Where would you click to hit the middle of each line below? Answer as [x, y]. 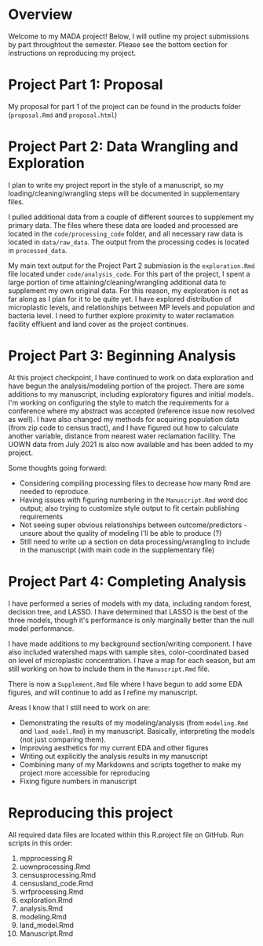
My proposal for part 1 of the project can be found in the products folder [125, 106]
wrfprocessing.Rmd [51, 891]
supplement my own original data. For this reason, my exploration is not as [128, 290]
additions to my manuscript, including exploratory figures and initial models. [131, 394]
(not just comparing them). [62, 739]
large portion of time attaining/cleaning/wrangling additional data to [117, 282]
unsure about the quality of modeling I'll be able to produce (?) [121, 533]
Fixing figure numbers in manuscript [78, 781]
